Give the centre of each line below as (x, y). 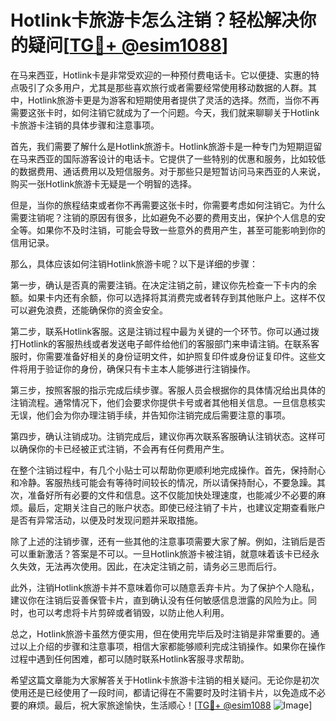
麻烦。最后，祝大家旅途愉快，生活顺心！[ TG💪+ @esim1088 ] (170, 705)
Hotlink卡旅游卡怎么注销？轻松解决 (155, 20)
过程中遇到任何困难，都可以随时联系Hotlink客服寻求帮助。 (130, 658)
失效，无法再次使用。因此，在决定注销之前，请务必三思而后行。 (150, 566)
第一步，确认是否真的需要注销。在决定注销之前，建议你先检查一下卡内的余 (163, 285)
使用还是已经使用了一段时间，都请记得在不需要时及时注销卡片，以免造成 (159, 692)
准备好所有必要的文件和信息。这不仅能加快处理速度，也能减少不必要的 (172, 495)
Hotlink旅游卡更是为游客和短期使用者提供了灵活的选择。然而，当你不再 (173, 100)
